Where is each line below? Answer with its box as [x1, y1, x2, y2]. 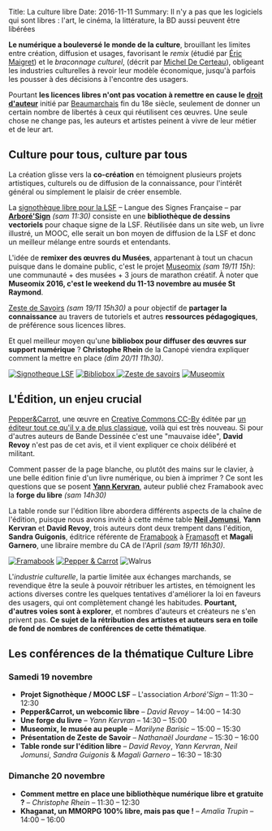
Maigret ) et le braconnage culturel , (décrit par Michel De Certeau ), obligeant [8, 57, 265, 67]
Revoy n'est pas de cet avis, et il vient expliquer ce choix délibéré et [8, 440, 237, 450]
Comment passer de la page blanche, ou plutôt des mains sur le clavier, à [8, 464, 254, 474]
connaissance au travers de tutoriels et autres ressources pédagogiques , [8, 312, 258, 321]
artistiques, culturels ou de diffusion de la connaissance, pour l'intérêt [8, 178, 242, 187]
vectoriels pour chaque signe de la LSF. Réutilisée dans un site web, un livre [8, 219, 265, 230]
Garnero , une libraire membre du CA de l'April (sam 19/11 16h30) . [8, 540, 226, 550]
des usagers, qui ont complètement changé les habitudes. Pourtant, [8, 597, 237, 607]
